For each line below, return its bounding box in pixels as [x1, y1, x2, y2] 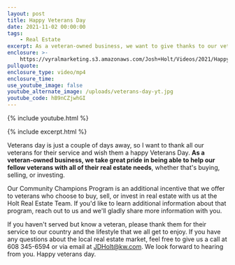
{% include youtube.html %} [7, 114, 89, 122]
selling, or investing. [7, 171, 65, 179]
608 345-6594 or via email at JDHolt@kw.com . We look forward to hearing [7, 243, 224, 250]
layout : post [7, 10, 45, 17]
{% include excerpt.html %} [7, 127, 87, 136]
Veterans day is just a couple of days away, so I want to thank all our [7, 141, 204, 149]
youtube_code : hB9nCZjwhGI [7, 95, 86, 102]
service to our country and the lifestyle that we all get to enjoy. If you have [7, 228, 221, 236]
